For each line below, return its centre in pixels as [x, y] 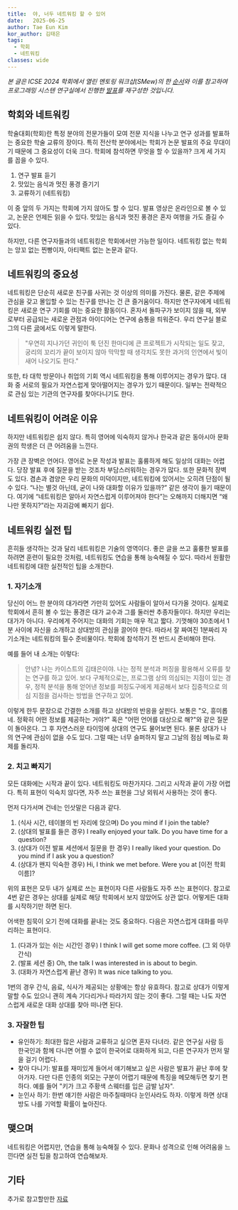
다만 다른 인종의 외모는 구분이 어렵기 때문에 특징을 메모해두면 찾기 [130, 1077]
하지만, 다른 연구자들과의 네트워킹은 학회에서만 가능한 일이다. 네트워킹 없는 [111, 241]
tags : [15, 41]
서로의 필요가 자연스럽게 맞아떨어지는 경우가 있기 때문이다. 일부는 [112, 385]
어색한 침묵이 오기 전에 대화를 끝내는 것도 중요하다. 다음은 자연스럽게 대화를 [112, 921]
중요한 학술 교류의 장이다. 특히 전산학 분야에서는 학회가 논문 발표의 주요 [113, 142]
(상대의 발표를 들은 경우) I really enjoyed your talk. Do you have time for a [123, 831]
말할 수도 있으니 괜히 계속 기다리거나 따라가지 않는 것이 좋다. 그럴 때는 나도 [110, 995]
